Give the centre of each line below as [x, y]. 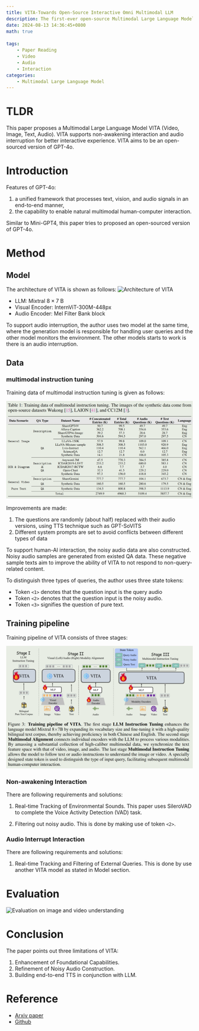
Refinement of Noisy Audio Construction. [65, 969]
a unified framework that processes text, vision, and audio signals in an [102, 199]
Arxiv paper [29, 1016]
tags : [13, 44]
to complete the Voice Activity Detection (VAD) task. [78, 812]
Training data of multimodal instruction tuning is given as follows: [86, 393]
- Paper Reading [37, 50]
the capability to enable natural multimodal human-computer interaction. [103, 211]
